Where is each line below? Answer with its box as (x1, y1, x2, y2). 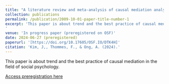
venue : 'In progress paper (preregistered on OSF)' (5, 30, 116, 35)
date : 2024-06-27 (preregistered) (5, 35, 78, 40)
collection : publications (5, 12, 59, 17)
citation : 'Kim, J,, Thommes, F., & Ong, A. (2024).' (5, 44, 121, 49)
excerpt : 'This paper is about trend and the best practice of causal (5, 21, 156, 26)
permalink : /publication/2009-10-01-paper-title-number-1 (5, 16, 129, 21)
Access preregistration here (5, 73, 63, 79)
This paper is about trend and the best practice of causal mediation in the (5, 58, 157, 64)
